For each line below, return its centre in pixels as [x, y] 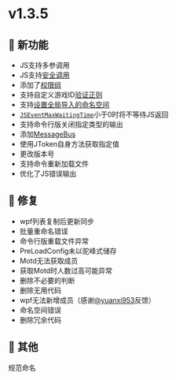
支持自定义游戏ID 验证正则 [61, 95]
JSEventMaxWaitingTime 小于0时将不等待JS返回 [94, 114]
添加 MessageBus [48, 134]
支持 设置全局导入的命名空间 [64, 104]
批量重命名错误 [44, 231]
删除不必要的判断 [47, 280]
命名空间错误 [40, 310]
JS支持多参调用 [44, 65]
